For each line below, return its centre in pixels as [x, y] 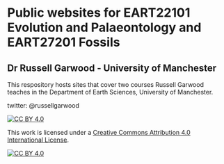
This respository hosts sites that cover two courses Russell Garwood [105, 84]
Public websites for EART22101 [99, 13]
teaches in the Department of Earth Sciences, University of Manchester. [110, 92]
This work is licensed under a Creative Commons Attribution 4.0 [99, 132]
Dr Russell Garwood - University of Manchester [112, 68]
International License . [38, 140]
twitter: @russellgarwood [43, 105]
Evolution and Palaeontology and [104, 27]
